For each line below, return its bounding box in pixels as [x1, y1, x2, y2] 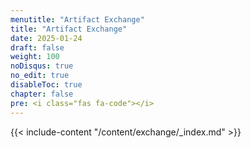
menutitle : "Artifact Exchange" [10, 14, 145, 25]
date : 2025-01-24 [10, 33, 83, 43]
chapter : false [10, 89, 74, 99]
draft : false [10, 42, 65, 53]
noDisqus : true [10, 61, 74, 71]
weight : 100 [10, 52, 60, 62]
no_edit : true [10, 71, 70, 81]
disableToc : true [10, 80, 83, 90]
